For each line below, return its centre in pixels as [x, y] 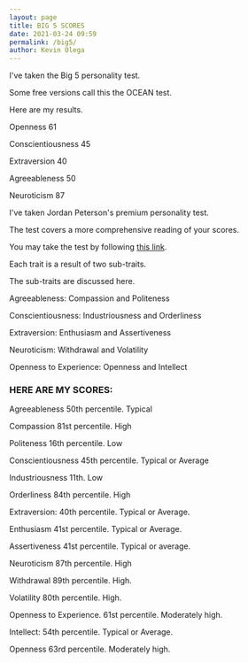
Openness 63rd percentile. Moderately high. [90, 649]
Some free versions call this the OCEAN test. [91, 93]
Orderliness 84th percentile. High [70, 495]
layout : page [33, 17]
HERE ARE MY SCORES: [61, 390]
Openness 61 [33, 127]
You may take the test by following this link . [88, 247]
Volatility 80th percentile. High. [66, 597]
